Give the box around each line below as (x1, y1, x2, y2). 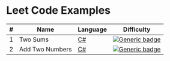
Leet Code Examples (6, 4, 111, 17)
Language (77, 25, 107, 33)
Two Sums (19, 35, 49, 44)
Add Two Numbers (19, 45, 72, 53)
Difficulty (123, 25, 151, 33)
